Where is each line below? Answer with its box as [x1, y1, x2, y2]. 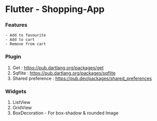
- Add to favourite [5, 33, 46, 38]
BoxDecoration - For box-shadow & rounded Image [12, 110, 119, 116]
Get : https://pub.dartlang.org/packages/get [12, 64, 104, 71]
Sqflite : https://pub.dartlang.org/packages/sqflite [12, 70, 116, 76]
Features [5, 22, 28, 29]
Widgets [5, 88, 27, 95]
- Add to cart [5, 37, 35, 42]
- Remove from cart [5, 42, 46, 47]
